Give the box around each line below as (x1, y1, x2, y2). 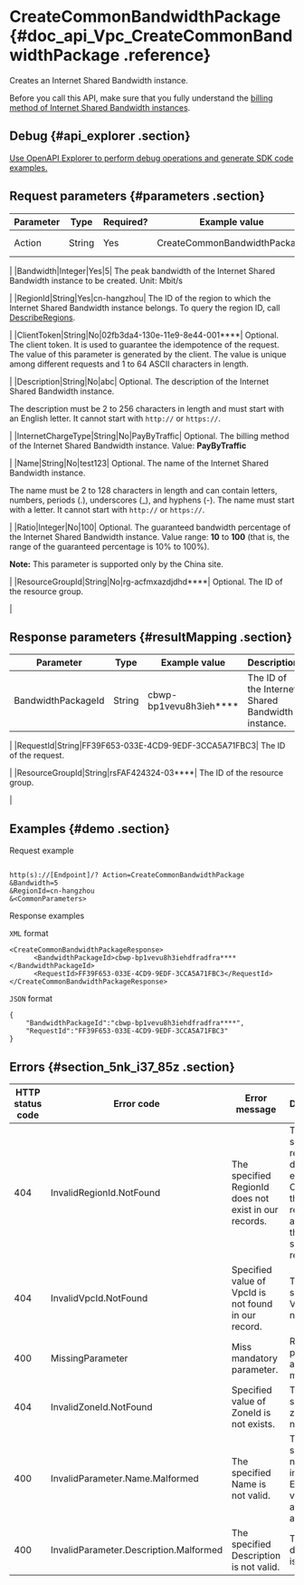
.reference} (123, 45, 211, 65)
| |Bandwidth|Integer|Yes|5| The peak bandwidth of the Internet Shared (9, 265, 276, 276)
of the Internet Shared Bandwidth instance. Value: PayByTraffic (9, 440, 247, 451)
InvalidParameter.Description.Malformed (50, 1544, 223, 1556)
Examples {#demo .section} (9, 821, 170, 837)
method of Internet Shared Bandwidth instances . (9, 102, 191, 113)
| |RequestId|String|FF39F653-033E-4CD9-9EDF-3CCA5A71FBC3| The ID (9, 740, 286, 751)
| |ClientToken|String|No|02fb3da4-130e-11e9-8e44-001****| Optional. (9, 329, 279, 340)
